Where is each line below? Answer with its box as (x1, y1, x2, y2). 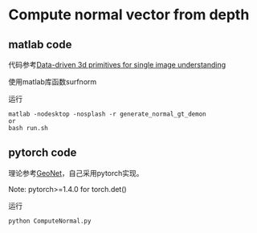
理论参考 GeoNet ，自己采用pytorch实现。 (8, 168, 144, 178)
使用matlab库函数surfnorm (8, 77, 97, 86)
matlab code (8, 38, 72, 51)
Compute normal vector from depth (8, 6, 250, 24)
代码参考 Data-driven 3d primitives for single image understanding (8, 60, 226, 69)
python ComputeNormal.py (8, 217, 92, 225)
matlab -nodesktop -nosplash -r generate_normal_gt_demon (8, 110, 206, 118)
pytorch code (8, 146, 77, 160)
